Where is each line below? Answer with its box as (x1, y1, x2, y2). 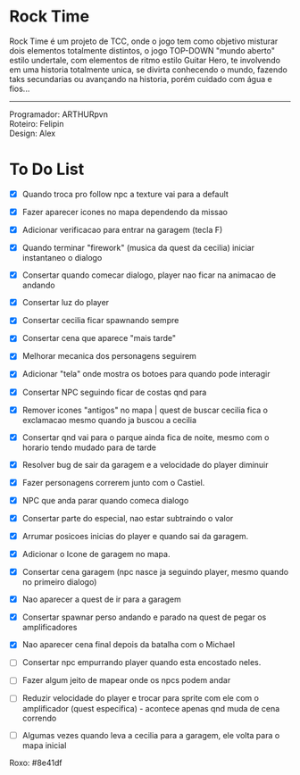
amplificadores (21, 622, 78, 633)
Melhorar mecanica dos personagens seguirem (21, 351, 196, 362)
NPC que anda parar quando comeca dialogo (21, 495, 189, 505)
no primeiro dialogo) (21, 577, 97, 587)
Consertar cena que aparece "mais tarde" (21, 333, 177, 344)
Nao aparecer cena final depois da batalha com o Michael (21, 639, 235, 650)
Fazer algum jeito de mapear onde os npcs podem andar (21, 675, 231, 686)
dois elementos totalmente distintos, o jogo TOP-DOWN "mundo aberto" (9, 45, 275, 55)
